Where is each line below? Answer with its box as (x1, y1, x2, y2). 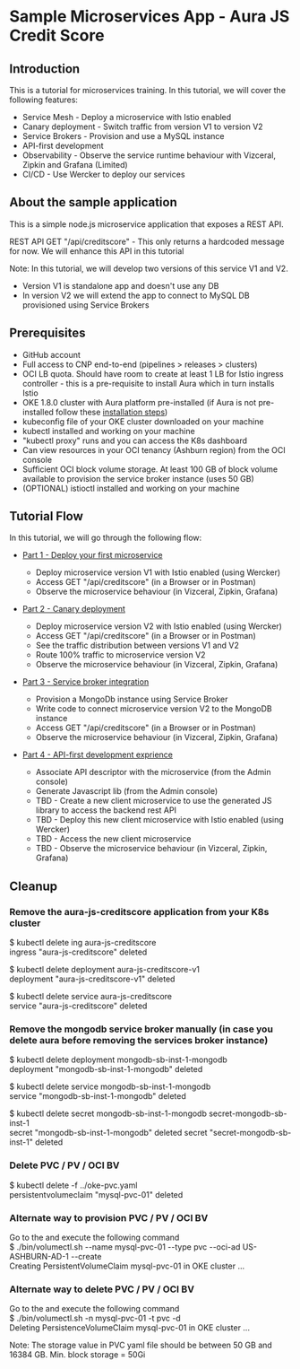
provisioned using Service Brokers (21, 299, 150, 310)
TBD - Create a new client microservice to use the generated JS (35, 796, 272, 807)
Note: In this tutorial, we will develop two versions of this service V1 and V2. (9, 263, 288, 274)
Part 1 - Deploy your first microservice (21, 550, 163, 561)
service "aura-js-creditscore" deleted (9, 1000, 148, 1011)
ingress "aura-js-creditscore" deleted (9, 946, 148, 957)
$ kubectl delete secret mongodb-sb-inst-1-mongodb (9, 1108, 208, 1119)
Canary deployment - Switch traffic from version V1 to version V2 (21, 121, 263, 132)
